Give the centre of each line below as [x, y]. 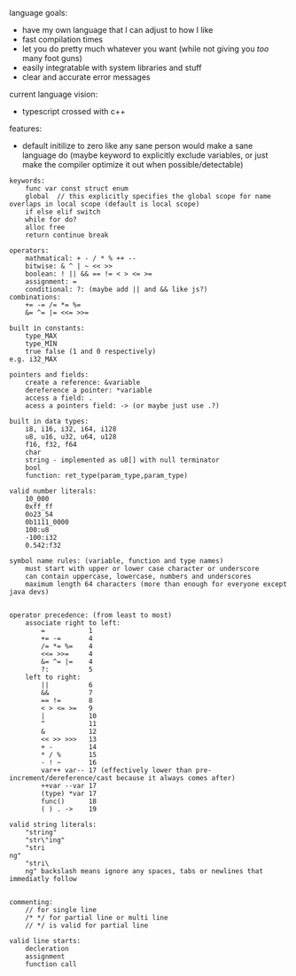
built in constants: [47, 328]
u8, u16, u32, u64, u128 [71, 437]
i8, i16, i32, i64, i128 [71, 429]
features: [26, 129]
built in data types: [49, 421]
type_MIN [41, 344]
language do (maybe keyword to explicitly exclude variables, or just [145, 155]
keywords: [27, 181]
